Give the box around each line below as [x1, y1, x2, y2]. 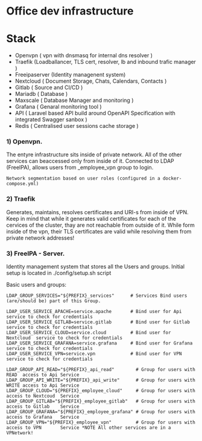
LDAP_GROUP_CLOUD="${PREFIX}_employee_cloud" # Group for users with [6, 388, 196, 394]
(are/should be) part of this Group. [6, 298, 101, 304]
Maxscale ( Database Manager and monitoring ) [14, 97, 134, 104]
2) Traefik [6, 195, 36, 203]
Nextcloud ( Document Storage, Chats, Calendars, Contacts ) [14, 77, 167, 85]
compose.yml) [6, 181, 39, 187]
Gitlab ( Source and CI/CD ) [14, 84, 83, 91]
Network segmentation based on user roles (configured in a [6, 176, 161, 182]
